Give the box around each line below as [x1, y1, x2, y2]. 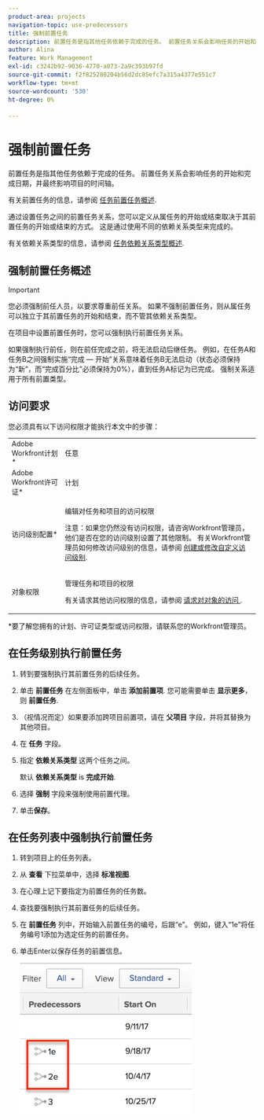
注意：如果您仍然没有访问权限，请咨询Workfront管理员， [64, 523, 249, 532]
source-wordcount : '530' [8, 87, 90, 95]
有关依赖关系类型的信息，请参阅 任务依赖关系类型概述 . [8, 238, 185, 248]
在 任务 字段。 [19, 739, 65, 748]
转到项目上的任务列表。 [19, 853, 96, 863]
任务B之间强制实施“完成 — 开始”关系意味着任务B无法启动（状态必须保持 [8, 355, 241, 363]
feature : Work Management [8, 54, 93, 62]
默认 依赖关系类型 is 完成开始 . [19, 772, 116, 782]
